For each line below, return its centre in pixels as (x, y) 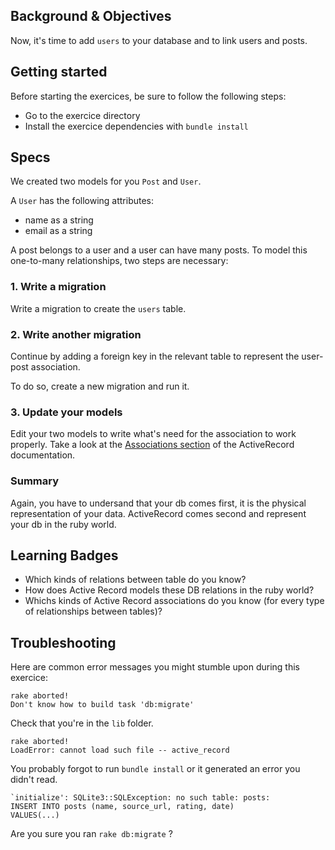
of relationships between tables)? (93, 611)
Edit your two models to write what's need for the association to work (153, 434)
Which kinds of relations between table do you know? (135, 580)
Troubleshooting (63, 642)
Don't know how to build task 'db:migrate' (102, 705)
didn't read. (34, 780)
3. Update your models (66, 412)
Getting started (59, 72)
